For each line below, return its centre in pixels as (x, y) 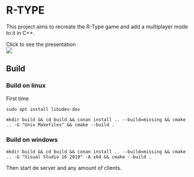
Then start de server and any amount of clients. (64, 168)
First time (18, 99)
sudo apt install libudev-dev (43, 109)
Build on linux (26, 86)
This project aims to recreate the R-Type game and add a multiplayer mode (97, 27)
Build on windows (32, 139)
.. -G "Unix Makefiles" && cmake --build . (60, 124)
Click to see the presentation (41, 44)
